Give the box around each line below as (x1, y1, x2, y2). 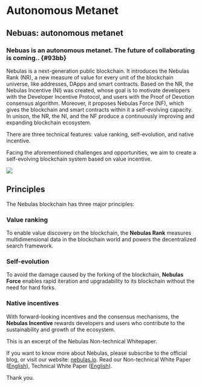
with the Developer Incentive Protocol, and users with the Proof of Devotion (6, 93, 195, 100)
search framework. (6, 242, 54, 249)
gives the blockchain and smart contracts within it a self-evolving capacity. (6, 106, 193, 113)
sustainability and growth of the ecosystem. (6, 326, 116, 333)
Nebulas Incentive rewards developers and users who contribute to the (6, 319, 185, 326)
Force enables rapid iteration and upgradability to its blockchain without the (6, 277, 195, 285)
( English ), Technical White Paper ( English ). (6, 362, 113, 369)
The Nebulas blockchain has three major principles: (6, 200, 135, 207)
